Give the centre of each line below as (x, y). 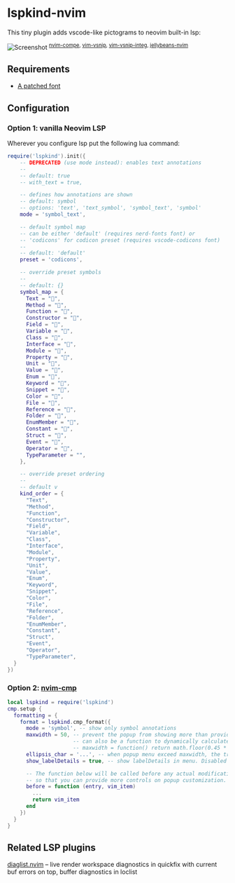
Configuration (38, 108)
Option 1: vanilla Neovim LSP (57, 128)
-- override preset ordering (62, 474)
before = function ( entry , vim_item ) (81, 787)
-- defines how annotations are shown (76, 195)
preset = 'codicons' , (51, 260)
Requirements (38, 69)
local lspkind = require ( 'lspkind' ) (60, 702)
